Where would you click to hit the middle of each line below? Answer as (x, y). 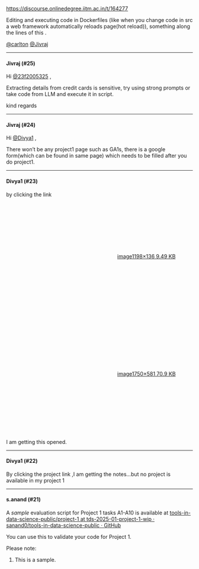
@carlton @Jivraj (27, 44)
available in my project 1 (36, 480)
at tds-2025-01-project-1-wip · (118, 519)
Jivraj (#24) (21, 124)
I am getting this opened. (36, 442)
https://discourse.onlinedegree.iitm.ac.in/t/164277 (67, 9)
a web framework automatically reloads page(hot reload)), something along (98, 26)
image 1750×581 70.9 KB (147, 373)
